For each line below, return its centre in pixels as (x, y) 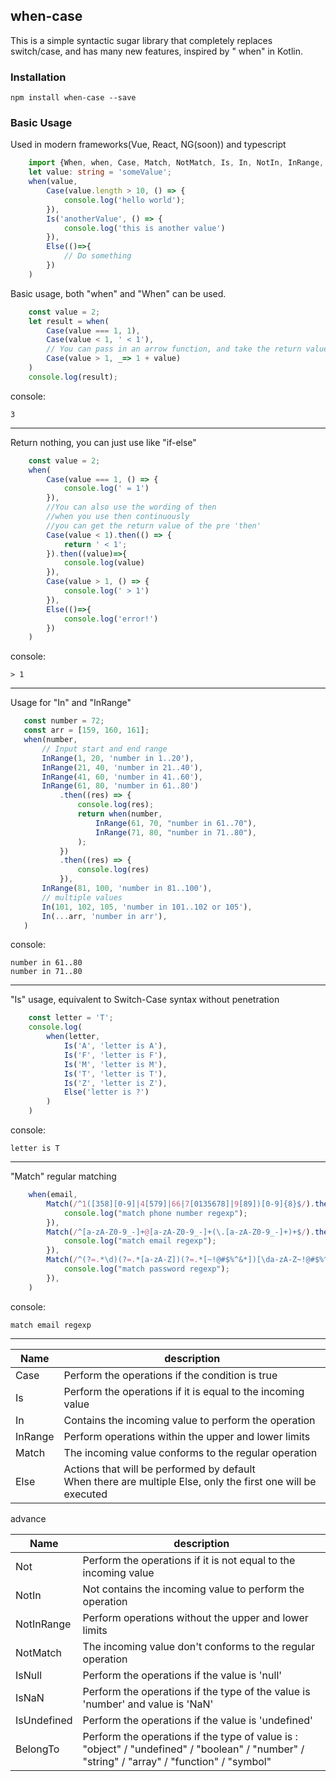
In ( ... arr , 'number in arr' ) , (104, 916)
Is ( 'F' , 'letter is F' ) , (115, 1055)
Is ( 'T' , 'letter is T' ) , (115, 1074)
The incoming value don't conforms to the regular (199, 1646)
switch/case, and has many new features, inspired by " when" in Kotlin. (156, 51)
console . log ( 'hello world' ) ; (124, 200)
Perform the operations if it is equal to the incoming (184, 1391)
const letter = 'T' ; (71, 1018)
